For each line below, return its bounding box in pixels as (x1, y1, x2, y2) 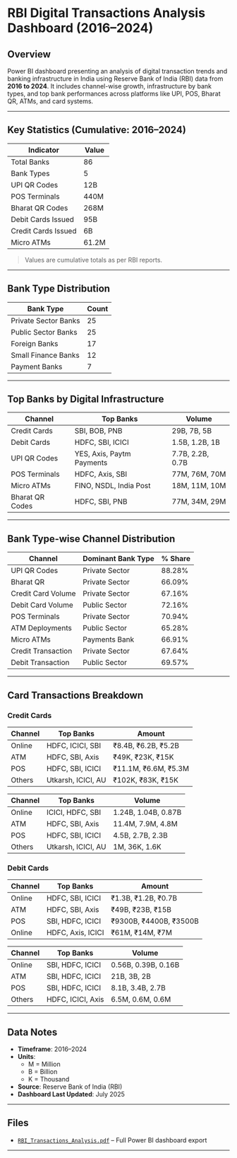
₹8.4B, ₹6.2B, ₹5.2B (112, 741, 180, 751)
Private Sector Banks (11, 315, 80, 325)
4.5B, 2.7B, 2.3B (112, 830, 168, 840)
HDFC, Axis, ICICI (46, 928, 104, 938)
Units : (17, 1053, 36, 1061)
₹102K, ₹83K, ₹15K (112, 775, 178, 784)
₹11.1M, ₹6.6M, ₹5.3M (112, 763, 189, 773)
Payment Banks (11, 361, 63, 371)
